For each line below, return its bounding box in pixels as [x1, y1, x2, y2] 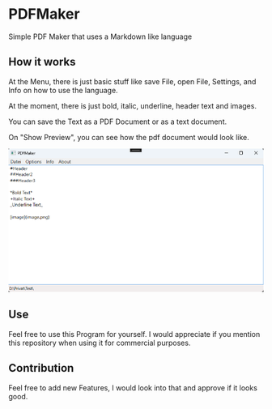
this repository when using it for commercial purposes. [8, 338, 191, 347]
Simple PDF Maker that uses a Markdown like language [8, 32, 193, 41]
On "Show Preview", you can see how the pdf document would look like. [8, 132, 249, 142]
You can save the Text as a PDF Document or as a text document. [8, 117, 227, 126]
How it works [8, 55, 76, 69]
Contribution [8, 361, 74, 375]
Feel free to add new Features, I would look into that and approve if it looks [8, 382, 257, 393]
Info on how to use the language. [8, 85, 119, 95]
